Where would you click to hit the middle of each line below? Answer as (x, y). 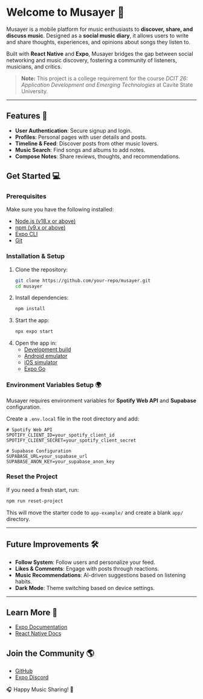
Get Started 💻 (34, 176)
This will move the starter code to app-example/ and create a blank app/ (95, 512)
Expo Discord (32, 677)
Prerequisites (26, 196)
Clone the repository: (41, 270)
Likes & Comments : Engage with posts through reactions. (87, 568)
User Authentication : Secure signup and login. (73, 130)
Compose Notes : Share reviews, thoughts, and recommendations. (97, 156)
